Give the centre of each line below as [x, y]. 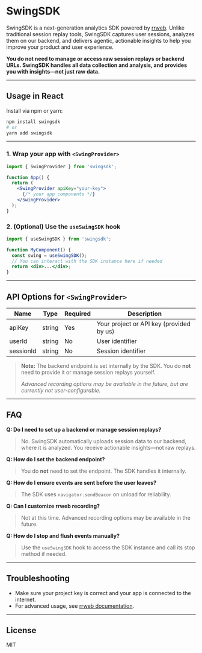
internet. [25, 599]
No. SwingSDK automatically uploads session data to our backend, [103, 441]
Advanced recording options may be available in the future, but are [104, 384]
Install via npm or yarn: [35, 110]
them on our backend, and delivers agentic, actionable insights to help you [99, 40]
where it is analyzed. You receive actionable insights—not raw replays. [108, 447]
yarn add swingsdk [29, 133]
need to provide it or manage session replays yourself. [88, 373]
